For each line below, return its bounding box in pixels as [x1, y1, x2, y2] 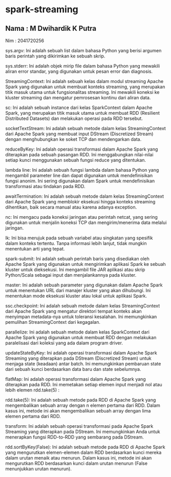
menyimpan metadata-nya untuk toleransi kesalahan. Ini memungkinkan [5, 314, 157, 320]
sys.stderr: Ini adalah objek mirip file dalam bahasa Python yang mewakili [5, 63, 160, 69]
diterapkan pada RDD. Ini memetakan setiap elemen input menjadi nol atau [5, 382, 162, 387]
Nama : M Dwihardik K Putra [5, 24, 97, 33]
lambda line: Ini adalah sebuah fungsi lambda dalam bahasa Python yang [5, 167, 159, 173]
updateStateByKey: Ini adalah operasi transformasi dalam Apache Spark [5, 350, 157, 356]
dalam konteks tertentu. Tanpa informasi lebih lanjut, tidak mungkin [5, 240, 147, 246]
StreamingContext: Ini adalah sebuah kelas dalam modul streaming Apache [5, 78, 164, 84]
